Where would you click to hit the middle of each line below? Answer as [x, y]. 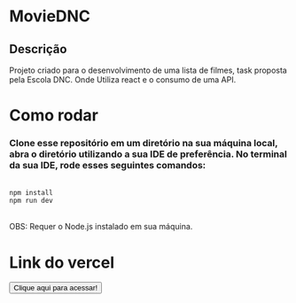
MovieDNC [50, 16]
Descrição [38, 49]
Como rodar [54, 116]
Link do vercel [62, 262]
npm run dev [31, 201]
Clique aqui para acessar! [56, 288]
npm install [31, 193]
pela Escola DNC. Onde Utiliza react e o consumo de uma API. [123, 80]
